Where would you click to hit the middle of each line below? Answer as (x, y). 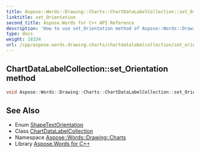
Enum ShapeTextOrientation (49, 125)
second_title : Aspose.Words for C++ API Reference (70, 23)
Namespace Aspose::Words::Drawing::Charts (70, 138)
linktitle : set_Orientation (41, 17)
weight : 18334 (24, 39)
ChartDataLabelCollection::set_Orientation (87, 69)
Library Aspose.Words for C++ (52, 144)
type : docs (20, 34)
